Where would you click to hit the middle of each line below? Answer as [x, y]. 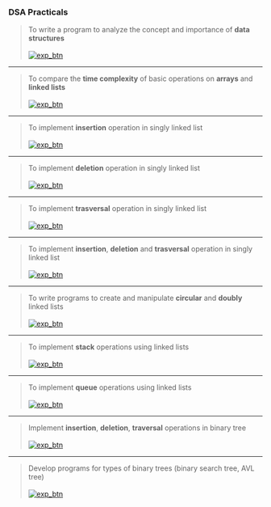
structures [46, 38]
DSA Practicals [38, 12]
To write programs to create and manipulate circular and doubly [135, 298]
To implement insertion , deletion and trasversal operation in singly [140, 249]
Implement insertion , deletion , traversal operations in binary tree [137, 428]
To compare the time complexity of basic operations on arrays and [140, 78]
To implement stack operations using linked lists [108, 347]
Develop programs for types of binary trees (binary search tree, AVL [141, 468]
